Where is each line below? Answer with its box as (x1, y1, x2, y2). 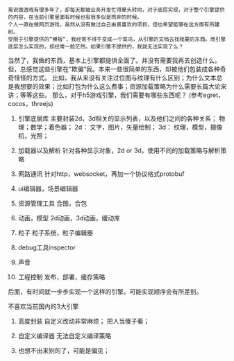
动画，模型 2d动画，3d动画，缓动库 (17, 214, 121, 222)
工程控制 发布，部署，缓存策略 (17, 273, 106, 281)
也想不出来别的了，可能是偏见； (17, 346, 110, 355)
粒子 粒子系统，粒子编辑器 (17, 229, 93, 237)
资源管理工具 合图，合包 (17, 200, 87, 207)
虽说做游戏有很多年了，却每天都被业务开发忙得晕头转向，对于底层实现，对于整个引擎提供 (8, 6, 225, 13)
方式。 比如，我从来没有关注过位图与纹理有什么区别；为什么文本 (31, 73, 217, 82)
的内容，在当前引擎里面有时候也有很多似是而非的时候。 (8, 14, 143, 21)
